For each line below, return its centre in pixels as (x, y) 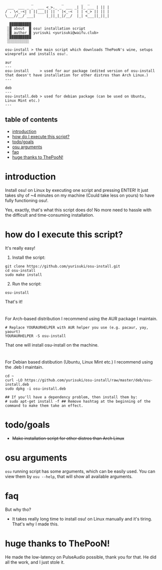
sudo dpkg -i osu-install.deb (36, 389)
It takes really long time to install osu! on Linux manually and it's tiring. (82, 519)
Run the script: (27, 284)
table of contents (32, 120)
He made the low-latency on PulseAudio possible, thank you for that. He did (81, 557)
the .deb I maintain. (24, 367)
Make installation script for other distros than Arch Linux (68, 438)
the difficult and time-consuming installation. (50, 215)
